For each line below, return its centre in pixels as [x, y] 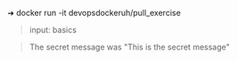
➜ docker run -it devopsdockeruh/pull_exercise [94, 13]
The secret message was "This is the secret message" [129, 47]
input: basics [53, 30]
